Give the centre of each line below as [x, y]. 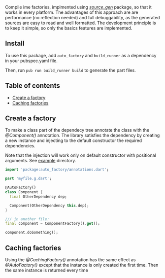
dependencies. [20, 146]
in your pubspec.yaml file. [32, 61]
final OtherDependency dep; [38, 197]
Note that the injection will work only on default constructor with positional [81, 155]
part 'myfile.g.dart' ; [28, 179]
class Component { [24, 192]
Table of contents [33, 86]
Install [15, 44]
